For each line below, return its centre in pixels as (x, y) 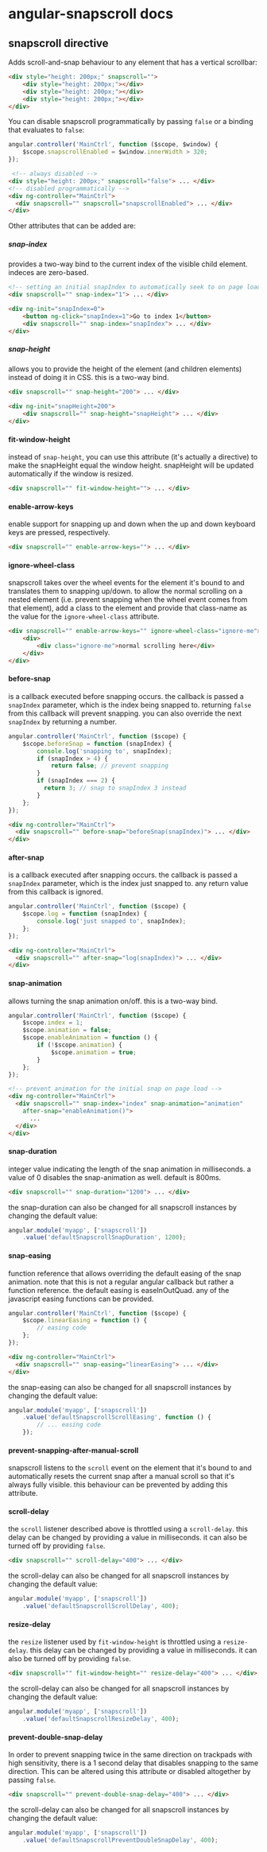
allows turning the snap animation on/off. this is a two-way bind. (113, 1001)
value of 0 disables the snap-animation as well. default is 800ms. (115, 1177)
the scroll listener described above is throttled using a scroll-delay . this (128, 1529)
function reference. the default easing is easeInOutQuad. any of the (119, 1290)
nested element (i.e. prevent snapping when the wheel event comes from (128, 600)
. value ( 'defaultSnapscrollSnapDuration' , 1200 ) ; (104, 1237)
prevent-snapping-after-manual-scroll (74, 1450)
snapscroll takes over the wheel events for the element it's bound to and (126, 583)
